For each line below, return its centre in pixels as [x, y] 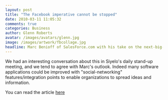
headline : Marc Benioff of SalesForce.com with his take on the [73, 47]
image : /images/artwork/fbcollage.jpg [45, 42]
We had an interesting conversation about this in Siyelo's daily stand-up [79, 61]
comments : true [21, 24]
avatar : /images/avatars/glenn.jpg [42, 38]
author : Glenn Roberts [29, 33]
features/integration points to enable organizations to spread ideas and [78, 77]
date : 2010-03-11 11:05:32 [33, 19]
